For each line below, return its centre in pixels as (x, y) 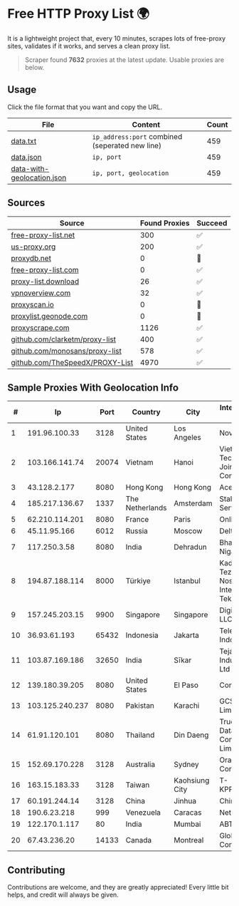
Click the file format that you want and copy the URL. (85, 107)
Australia (140, 765)
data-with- (30, 168)
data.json (26, 157)
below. (34, 67)
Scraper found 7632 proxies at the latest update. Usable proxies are (124, 60)
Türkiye (138, 581)
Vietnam (139, 463)
